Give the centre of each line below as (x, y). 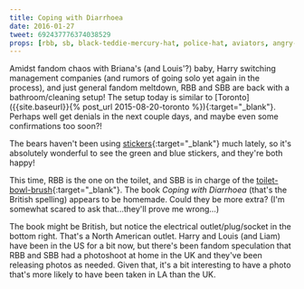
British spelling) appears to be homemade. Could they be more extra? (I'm (147, 200)
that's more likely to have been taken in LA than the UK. (113, 275)
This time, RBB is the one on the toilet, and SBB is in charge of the (132, 181)
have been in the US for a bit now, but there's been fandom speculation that (150, 246)
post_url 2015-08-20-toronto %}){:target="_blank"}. (179, 107)
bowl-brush (31, 190)
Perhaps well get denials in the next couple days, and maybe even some (144, 117)
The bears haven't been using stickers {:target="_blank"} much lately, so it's (151, 144)
